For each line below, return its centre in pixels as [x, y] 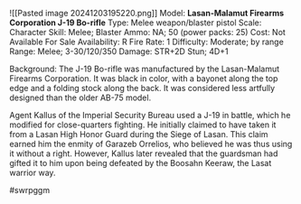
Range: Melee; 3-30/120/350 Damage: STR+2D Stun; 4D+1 [119, 51]
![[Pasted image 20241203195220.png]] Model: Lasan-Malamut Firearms [147, 13]
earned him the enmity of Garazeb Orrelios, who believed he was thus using [151, 144]
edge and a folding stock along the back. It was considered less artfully [142, 88]
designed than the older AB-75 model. [80, 97]
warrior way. [33, 172]
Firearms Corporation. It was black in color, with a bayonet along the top [144, 79]
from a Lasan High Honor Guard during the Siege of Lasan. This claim [139, 134]
